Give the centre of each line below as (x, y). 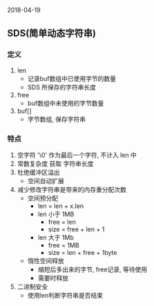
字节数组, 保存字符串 (57, 119)
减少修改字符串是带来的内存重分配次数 (71, 189)
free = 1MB (64, 245)
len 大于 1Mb (56, 237)
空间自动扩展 (46, 181)
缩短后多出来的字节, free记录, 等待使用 (92, 269)
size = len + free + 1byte (83, 252)
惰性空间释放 (46, 260)
